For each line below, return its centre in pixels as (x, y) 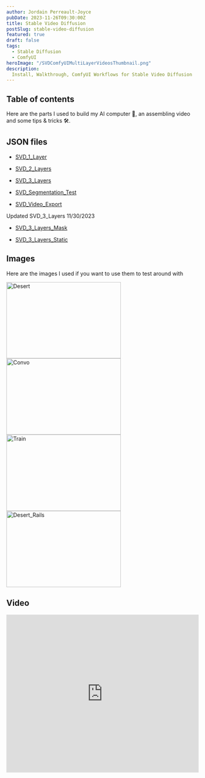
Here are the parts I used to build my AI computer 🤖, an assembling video (98, 114)
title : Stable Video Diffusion (46, 23)
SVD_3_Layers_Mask (41, 228)
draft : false (23, 40)
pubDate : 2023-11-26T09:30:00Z (46, 18)
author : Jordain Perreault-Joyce (49, 12)
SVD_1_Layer (31, 157)
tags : (13, 46)
